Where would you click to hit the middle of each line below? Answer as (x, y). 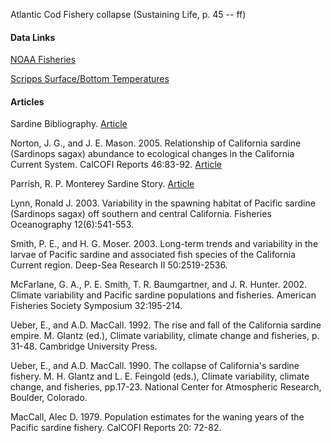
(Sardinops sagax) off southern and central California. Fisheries (141, 214)
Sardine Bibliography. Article (69, 124)
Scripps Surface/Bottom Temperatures (90, 79)
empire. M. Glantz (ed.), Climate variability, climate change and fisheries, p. (165, 336)
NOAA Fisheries (43, 60)
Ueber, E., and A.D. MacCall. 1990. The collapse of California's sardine (155, 366)
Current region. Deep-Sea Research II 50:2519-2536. (119, 265)
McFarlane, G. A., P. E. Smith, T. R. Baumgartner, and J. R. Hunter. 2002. (159, 285)
